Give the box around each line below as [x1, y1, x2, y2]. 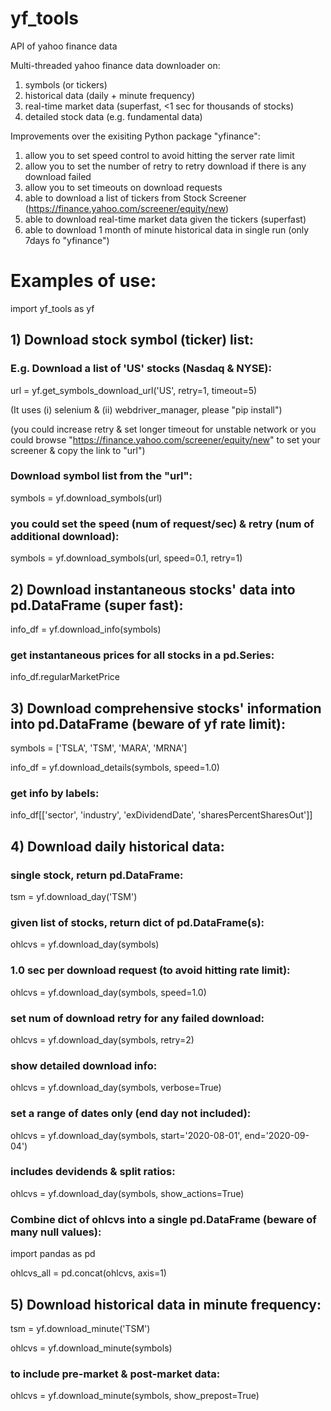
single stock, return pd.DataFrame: [10, 868, 184, 882]
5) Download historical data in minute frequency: [10, 1296, 322, 1313]
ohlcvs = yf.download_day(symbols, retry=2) [10, 1033, 195, 1046]
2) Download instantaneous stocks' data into [10, 581, 296, 598]
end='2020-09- [244, 1129, 310, 1141]
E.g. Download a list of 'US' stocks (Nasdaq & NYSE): [10, 362, 272, 376]
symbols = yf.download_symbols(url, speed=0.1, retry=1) [10, 552, 243, 564]
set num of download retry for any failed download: [10, 1011, 265, 1025]
